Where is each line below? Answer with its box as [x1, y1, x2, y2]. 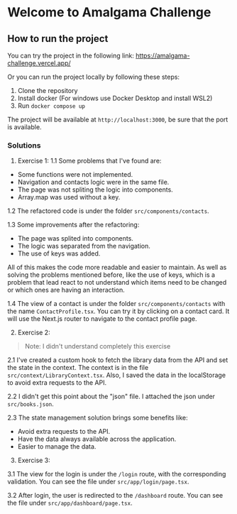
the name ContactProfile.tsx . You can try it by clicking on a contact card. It [7, 307, 230, 316]
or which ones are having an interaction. [7, 285, 126, 295]
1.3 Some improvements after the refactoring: [7, 221, 140, 229]
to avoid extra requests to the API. [7, 378, 107, 387]
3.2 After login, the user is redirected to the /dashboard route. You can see [7, 491, 224, 500]
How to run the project [7, 33, 109, 45]
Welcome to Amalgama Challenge [7, 4, 211, 21]
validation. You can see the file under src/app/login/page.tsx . [7, 477, 189, 486]
